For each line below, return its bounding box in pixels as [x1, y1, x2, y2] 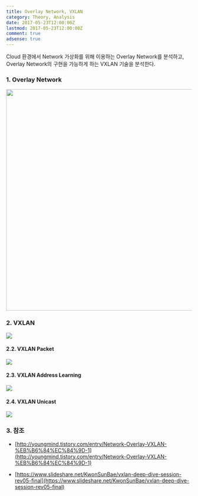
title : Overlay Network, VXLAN [6, 8, 83, 15]
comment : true [6, 31, 41, 37]
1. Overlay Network [6, 75, 62, 83]
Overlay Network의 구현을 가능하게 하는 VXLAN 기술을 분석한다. [6, 60, 156, 67]
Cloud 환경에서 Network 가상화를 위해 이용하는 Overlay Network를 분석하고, [6, 53, 184, 60]
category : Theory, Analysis [6, 14, 75, 20]
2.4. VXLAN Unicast [6, 398, 57, 405]
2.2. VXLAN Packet [6, 345, 54, 353]
